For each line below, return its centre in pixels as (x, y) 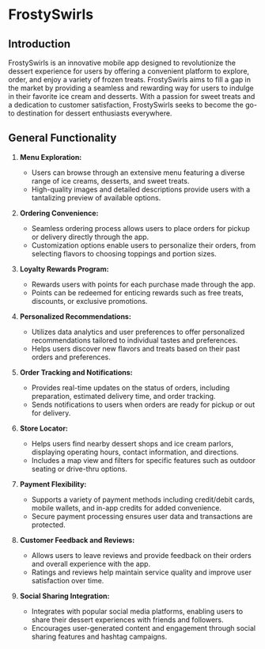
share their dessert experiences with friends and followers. (127, 620)
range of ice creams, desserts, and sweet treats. (110, 180)
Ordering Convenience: (59, 213)
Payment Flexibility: (53, 484)
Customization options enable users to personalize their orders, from (144, 245)
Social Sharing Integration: (64, 596)
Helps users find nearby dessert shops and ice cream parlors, (132, 443)
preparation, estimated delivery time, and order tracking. (123, 396)
